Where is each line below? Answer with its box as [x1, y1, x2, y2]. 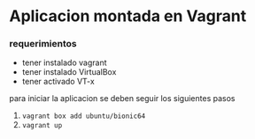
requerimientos [9, 38, 77, 50]
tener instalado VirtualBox [21, 67, 117, 77]
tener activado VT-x [21, 77, 95, 87]
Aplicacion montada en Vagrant [9, 6, 247, 26]
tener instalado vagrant [21, 57, 107, 68]
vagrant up [21, 121, 63, 130]
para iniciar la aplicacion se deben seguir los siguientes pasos [9, 93, 236, 104]
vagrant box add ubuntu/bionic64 [21, 112, 146, 121]
